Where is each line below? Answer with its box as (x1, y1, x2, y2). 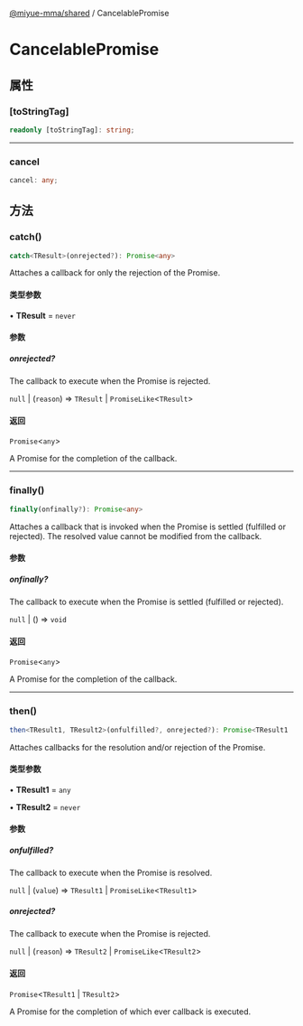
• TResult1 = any (9, 784, 71, 795)
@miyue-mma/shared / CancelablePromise (9, 8, 170, 18)
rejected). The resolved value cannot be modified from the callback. (9, 530, 262, 541)
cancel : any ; (9, 176, 59, 185)
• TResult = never (9, 310, 77, 321)
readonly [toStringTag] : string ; (9, 126, 135, 135)
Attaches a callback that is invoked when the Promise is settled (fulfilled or (9, 521, 287, 532)
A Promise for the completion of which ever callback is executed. (9, 1006, 252, 1017)
